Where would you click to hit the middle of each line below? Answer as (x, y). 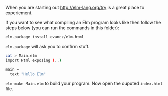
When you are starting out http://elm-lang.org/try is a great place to (75, 7)
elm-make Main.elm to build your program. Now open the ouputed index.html (84, 84)
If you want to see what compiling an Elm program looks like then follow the (83, 22)
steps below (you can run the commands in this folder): (62, 28)
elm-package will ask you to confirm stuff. (47, 46)
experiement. (19, 13)
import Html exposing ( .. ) (33, 60)
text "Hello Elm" (28, 74)
